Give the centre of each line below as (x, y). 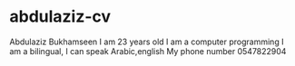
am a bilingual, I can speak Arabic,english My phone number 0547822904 (148, 51)
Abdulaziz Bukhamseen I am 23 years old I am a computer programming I (147, 42)
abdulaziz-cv (60, 17)
